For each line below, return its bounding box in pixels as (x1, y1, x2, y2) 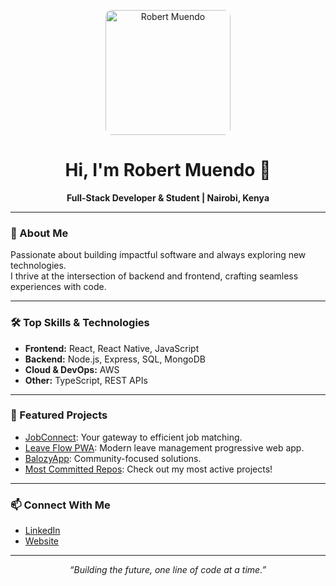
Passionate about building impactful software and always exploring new (10, 249, 307, 261)
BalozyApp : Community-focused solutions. (24, 452, 202, 464)
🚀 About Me (10, 226, 69, 240)
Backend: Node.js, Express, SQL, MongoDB (24, 353, 206, 365)
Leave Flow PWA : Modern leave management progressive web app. (24, 441, 305, 454)
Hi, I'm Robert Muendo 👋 (64, 159, 272, 182)
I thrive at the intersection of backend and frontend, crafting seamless (10, 270, 299, 282)
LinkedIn (24, 525, 61, 537)
